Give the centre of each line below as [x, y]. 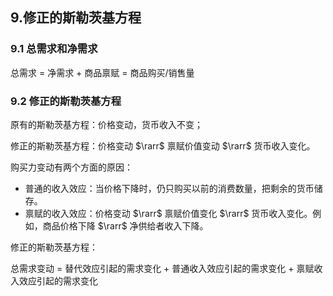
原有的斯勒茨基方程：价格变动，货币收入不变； [106, 124]
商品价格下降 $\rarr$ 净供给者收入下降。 [125, 225]
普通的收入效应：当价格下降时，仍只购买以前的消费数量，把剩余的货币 [169, 188]
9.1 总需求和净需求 [54, 49]
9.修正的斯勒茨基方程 [76, 18]
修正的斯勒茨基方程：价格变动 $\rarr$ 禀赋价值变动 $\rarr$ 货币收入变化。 [163, 145]
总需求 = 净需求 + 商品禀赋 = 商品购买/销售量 [102, 72]
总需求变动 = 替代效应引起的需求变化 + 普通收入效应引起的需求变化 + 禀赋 [162, 268]
